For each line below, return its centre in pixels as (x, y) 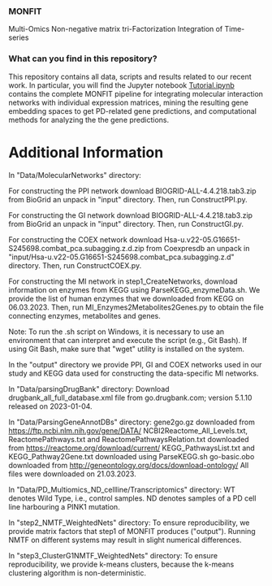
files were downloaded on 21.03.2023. (72, 474)
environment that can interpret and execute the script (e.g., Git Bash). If (128, 340)
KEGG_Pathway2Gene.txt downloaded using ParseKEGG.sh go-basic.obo (132, 456)
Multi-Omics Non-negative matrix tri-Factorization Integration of (116, 29)
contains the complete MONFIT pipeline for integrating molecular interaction (136, 93)
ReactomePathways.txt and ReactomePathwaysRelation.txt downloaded (129, 439)
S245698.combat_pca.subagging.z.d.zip (76, 248)
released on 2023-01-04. (50, 406)
